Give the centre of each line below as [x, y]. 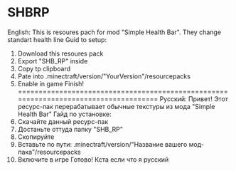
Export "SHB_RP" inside [53, 61]
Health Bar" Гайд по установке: [64, 114]
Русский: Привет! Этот [194, 99]
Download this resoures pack [60, 53]
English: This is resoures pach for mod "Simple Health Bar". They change [114, 32]
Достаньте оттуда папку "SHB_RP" [70, 129]
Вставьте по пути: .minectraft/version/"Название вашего [102, 144]
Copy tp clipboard [44, 68]
